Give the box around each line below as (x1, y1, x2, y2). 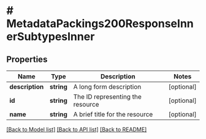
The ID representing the (73, 92, 142, 101)
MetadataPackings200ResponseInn (6, 17, 194, 31)
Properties (6, 54, 48, 64)
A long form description (73, 83, 142, 91)
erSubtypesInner (6, 30, 95, 43)
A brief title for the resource (73, 110, 153, 118)
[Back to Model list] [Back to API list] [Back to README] (6, 126, 147, 133)
